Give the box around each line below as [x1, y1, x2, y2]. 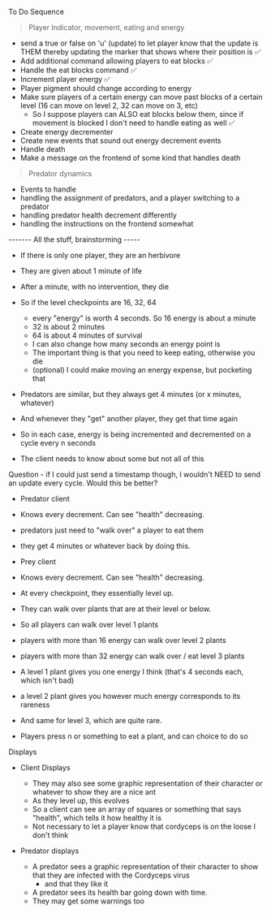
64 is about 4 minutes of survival [32, 330, 143, 340]
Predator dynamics [28, 169, 92, 178]
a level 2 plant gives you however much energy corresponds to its [19, 692, 241, 701]
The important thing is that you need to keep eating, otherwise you [32, 348, 256, 357]
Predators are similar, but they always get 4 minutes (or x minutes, [19, 390, 242, 399]
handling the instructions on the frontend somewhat [19, 219, 194, 228]
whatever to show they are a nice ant [32, 787, 157, 796]
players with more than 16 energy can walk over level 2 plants [19, 636, 226, 645]
